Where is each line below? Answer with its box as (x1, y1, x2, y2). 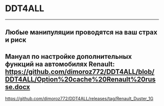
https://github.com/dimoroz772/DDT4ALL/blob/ (5, 68, 155, 76)
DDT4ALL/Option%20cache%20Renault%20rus (5, 75, 156, 83)
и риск (5, 36, 26, 44)
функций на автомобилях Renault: (5, 60, 115, 68)
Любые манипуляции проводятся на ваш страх (5, 28, 158, 36)
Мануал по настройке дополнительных (5, 52, 132, 61)
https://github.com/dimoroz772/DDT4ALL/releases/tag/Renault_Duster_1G (5, 96, 154, 102)
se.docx (5, 83, 30, 91)
